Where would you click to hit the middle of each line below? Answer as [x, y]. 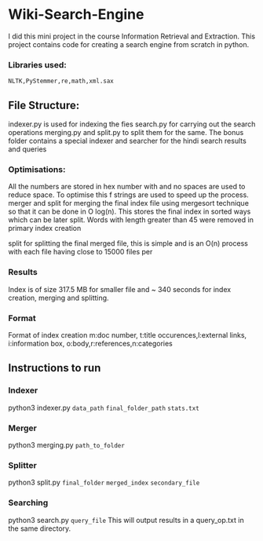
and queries [27, 149]
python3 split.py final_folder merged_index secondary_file [104, 483]
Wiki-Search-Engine [76, 15]
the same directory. [40, 528]
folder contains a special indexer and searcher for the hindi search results [128, 141]
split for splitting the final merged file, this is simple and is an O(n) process [128, 243]
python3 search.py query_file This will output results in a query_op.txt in [126, 520]
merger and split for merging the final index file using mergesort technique [129, 203]
